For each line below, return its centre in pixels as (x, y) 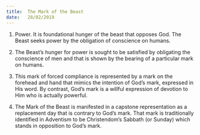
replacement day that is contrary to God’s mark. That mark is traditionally (104, 113)
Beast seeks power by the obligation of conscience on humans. (93, 40)
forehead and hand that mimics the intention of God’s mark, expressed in (104, 82)
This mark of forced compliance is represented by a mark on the (94, 76)
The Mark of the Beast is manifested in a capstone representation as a (101, 106)
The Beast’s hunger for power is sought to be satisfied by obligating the (102, 52)
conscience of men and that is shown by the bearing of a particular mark (104, 58)
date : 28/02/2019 (30, 17)
